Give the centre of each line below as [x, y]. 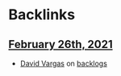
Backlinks [42, 15]
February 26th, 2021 [60, 44]
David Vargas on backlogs [63, 63]
